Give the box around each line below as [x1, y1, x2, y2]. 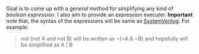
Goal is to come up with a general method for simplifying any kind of [6, 5, 173, 12]
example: [6, 23, 29, 31]
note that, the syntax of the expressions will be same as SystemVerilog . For [6, 18, 190, 24]
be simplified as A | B [20, 41, 73, 48]
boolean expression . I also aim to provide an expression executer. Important [6, 11, 193, 18]
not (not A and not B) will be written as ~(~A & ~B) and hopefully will [20, 35, 188, 42]
